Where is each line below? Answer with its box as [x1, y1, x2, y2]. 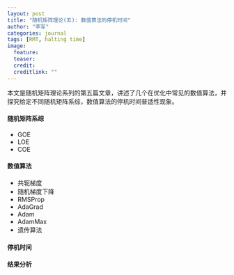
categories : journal [7, 29, 68, 37]
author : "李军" [7, 23, 49, 30]
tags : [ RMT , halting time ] [7, 36, 86, 43]
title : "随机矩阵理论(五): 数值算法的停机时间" [7, 17, 131, 24]
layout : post [7, 10, 45, 17]
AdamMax [17, 217, 47, 226]
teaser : [13, 56, 36, 63]
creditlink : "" [13, 68, 58, 75]
